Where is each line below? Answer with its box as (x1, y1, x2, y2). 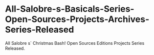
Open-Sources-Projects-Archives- (5, 14, 150, 25)
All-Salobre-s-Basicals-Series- (5, 3, 134, 15)
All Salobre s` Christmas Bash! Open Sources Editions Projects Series (5, 40, 145, 46)
